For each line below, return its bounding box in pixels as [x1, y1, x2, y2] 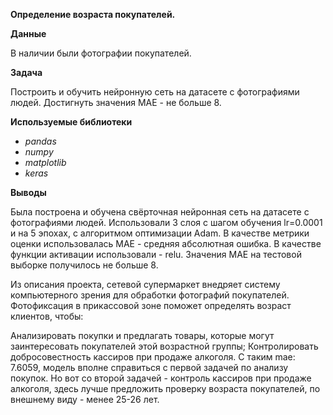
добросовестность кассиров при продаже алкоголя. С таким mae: [10, 351, 296, 363]
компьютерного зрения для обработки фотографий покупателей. [10, 289, 290, 301]
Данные [10, 28, 47, 39]
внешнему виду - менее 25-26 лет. [10, 394, 160, 405]
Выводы [10, 187, 47, 198]
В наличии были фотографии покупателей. [10, 47, 192, 59]
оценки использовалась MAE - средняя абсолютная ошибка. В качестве [10, 238, 322, 249]
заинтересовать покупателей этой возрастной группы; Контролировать [10, 340, 319, 352]
